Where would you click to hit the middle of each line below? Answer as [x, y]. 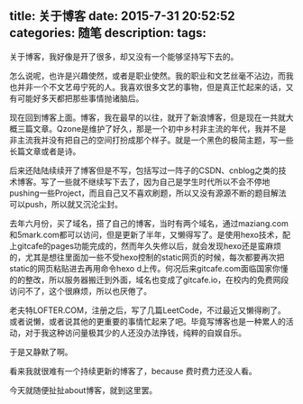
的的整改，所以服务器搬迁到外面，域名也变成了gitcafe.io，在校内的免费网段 [149, 280]
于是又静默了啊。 [41, 352]
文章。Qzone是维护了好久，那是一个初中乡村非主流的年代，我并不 [156, 128]
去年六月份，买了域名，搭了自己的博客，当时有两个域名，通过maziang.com [149, 223]
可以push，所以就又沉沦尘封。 [66, 204]
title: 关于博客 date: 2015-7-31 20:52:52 [122, 16]
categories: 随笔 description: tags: [108, 33]
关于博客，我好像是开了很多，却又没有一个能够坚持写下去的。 [124, 56]
